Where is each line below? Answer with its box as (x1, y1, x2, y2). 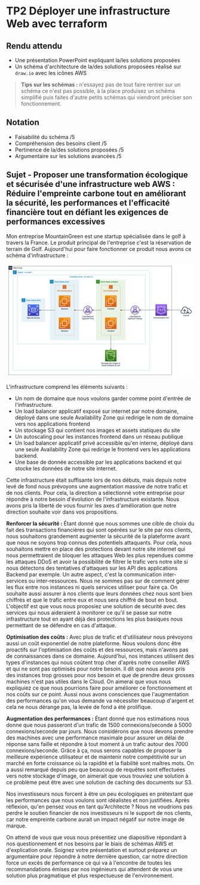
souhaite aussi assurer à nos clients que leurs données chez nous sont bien (6, 590, 193, 597)
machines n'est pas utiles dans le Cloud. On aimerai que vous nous (6, 678, 171, 685)
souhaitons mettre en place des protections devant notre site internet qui (6, 545, 186, 552)
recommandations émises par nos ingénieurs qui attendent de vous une (6, 865, 183, 872)
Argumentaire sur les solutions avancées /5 (14, 152, 122, 159)
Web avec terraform (6, 17, 107, 31)
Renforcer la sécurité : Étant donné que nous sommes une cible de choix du (6, 519, 195, 527)
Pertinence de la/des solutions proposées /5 (14, 146, 124, 153)
